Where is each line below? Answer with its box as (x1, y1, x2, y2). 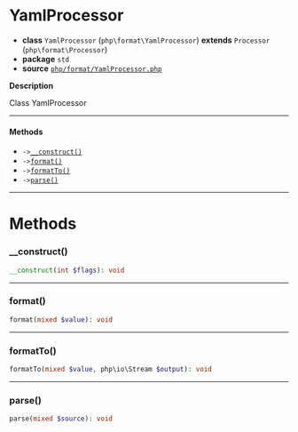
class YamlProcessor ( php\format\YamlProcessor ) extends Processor (21, 35, 271, 45)
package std (21, 53, 69, 64)
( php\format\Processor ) (21, 44, 108, 54)
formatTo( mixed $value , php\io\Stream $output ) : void (9, 364, 213, 373)
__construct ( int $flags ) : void (9, 266, 125, 275)
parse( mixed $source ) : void (9, 414, 114, 423)
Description (9, 80, 54, 91)
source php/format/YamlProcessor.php (21, 63, 162, 74)
